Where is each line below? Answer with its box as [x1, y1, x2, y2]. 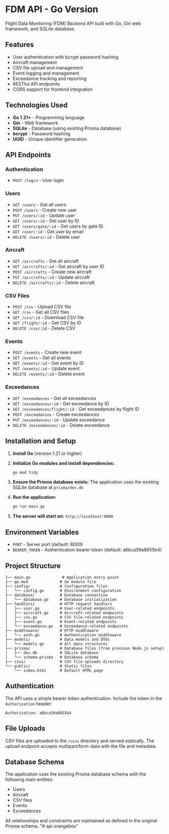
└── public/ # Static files [5, 663, 92, 669]
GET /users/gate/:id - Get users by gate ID [12, 223, 104, 229]
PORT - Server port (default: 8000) [12, 541, 83, 548]
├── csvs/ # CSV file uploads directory [5, 659, 124, 664]
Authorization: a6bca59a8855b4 [5, 710, 72, 715]
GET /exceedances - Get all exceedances [12, 395, 96, 401]
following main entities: [5, 777, 54, 783]
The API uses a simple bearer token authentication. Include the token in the [5, 695, 162, 701]
